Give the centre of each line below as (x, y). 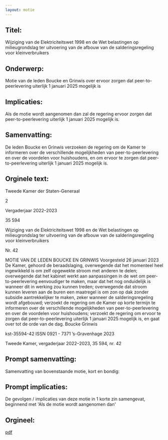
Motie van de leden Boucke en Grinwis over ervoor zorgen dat (69, 81)
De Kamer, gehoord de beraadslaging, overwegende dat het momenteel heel (84, 265)
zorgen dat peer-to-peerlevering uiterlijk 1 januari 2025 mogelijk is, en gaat (82, 319)
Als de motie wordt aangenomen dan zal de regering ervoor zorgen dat (78, 114)
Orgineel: (20, 420)
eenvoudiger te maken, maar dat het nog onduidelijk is (95, 281)
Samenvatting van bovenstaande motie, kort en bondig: (62, 371)
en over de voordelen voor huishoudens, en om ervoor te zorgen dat (76, 158)
